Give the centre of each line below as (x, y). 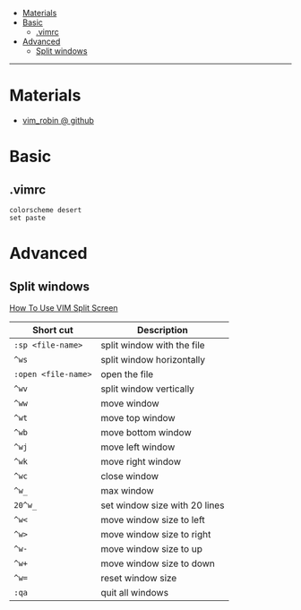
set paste (28, 218)
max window (127, 490)
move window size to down (158, 563)
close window (130, 476)
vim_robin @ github (58, 120)
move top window (138, 417)
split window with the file (153, 345)
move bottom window (146, 432)
